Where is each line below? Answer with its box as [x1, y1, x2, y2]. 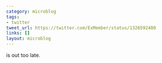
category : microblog [6, 8, 57, 15]
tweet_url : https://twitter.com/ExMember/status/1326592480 [6, 24, 157, 31]
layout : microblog [6, 36, 51, 41]
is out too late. [6, 52, 41, 58]
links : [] [6, 30, 31, 36]
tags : [6, 14, 19, 20]
